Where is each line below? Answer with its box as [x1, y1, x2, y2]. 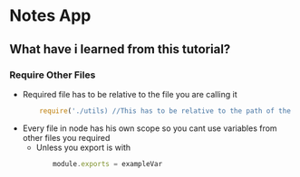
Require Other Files [9, 69, 96, 81]
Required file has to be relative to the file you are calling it [22, 88, 237, 99]
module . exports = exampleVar [53, 159, 163, 168]
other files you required [22, 132, 111, 143]
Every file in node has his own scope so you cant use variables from [22, 123, 278, 134]
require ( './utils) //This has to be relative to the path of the [39, 106, 292, 116]
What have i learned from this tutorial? [9, 42, 231, 57]
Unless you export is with [35, 142, 131, 153]
